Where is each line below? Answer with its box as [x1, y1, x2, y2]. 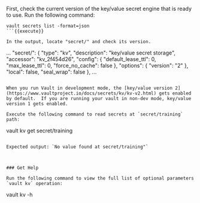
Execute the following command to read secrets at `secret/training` [6, 111, 184, 117]
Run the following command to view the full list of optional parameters [6, 175, 195, 181]
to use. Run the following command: [6, 11, 95, 19]
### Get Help [6, 165, 39, 171]
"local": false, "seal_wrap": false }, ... [6, 68, 97, 75]
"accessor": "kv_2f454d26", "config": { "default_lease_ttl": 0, [6, 56, 156, 62]
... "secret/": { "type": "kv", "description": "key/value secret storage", [6, 49, 175, 56]
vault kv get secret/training [6, 127, 73, 134]
